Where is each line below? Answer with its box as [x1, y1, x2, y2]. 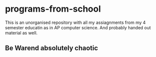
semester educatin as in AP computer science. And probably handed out [5, 24, 151, 30]
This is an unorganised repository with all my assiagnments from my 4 [5, 19, 146, 25]
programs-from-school [5, 3, 101, 15]
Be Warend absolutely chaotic [5, 44, 98, 52]
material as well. [5, 30, 38, 36]
